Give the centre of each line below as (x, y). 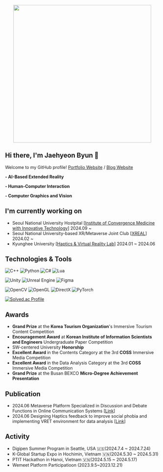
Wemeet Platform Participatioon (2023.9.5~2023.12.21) (67, 465)
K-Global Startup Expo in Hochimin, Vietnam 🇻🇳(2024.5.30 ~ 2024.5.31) (85, 454)
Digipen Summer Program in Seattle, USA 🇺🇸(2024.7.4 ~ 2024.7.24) (81, 448)
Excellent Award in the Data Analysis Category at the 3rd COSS (76, 363)
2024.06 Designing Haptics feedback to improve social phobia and (80, 416)
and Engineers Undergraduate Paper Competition (62, 342)
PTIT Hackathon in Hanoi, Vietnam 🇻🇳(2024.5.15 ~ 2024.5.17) (75, 459)
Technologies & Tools (38, 259)
